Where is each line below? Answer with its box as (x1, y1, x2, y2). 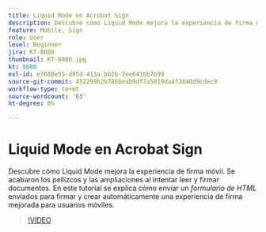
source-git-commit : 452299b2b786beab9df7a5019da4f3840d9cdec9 (8, 77, 218, 85)
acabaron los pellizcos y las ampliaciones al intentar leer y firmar (8, 175, 220, 185)
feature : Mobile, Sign (8, 26, 83, 34)
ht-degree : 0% (8, 99, 55, 107)
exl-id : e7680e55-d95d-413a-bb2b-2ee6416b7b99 (8, 70, 165, 78)
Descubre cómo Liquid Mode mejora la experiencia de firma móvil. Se (8, 167, 236, 176)
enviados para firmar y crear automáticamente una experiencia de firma (8, 192, 243, 201)
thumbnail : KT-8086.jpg (8, 56, 87, 64)
